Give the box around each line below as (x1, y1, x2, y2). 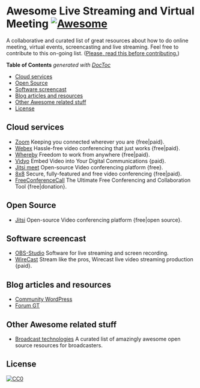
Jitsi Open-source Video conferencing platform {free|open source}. (14, 216, 182, 223)
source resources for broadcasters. (14, 342, 103, 349)
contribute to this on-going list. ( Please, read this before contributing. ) (6, 49, 180, 56)
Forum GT (14, 302, 40, 309)
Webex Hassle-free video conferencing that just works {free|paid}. (14, 144, 180, 151)
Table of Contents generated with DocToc (6, 61, 111, 68)
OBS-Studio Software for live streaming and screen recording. (14, 249, 169, 256)
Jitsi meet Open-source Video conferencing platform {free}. (14, 163, 163, 171)
